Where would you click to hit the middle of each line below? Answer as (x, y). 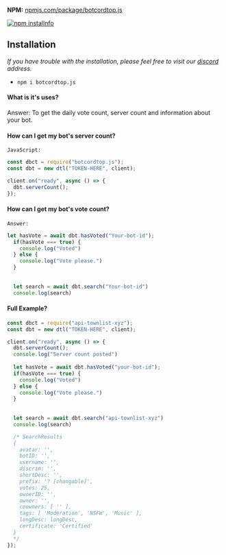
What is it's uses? (33, 97)
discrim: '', (38, 469)
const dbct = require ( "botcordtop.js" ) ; (66, 162)
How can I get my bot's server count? (61, 136)
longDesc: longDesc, (49, 520)
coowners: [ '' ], (46, 507)
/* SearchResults (38, 437)
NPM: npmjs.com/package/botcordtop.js (65, 10)
